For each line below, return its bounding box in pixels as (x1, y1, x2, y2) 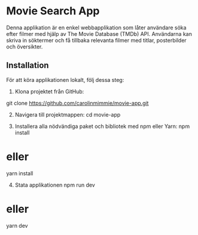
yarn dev (6, 222, 28, 229)
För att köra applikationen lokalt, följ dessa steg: (6, 76, 124, 83)
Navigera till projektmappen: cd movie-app (14, 111, 121, 118)
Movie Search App (6, 4, 100, 18)
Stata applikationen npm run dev (14, 181, 96, 188)
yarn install (6, 169, 33, 177)
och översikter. (6, 43, 43, 50)
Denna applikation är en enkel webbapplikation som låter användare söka (6, 24, 187, 31)
